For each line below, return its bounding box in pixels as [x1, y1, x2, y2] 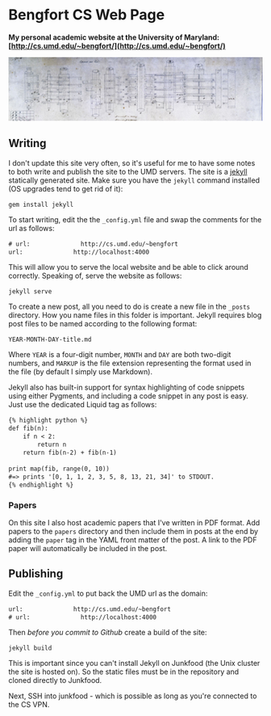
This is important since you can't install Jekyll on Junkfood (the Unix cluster [8, 658, 261, 668]
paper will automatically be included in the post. [8, 544, 168, 554]
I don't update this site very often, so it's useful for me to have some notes [8, 158, 256, 167]
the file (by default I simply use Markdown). [8, 366, 153, 377]
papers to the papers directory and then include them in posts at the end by [8, 527, 259, 537]
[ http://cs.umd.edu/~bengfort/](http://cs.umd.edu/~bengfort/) [8, 40, 226, 50]
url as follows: [8, 223, 55, 233]
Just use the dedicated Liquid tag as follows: [8, 399, 157, 409]
